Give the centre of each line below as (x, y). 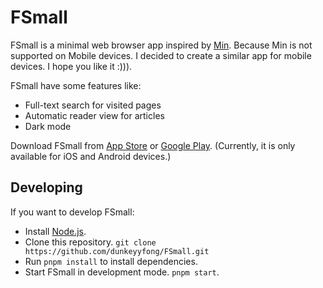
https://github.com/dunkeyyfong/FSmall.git (117, 251)
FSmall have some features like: (76, 85)
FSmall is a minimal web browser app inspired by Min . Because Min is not (161, 45)
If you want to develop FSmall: (72, 212)
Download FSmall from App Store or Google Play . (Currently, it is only (153, 145)
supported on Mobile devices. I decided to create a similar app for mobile (161, 55)
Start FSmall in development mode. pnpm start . (122, 272)
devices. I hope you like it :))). (71, 66)
